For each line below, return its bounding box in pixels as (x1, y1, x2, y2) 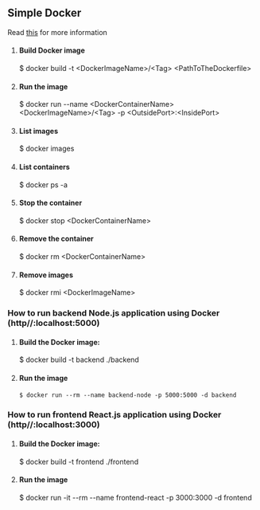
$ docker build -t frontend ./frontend (18, 457, 139, 466)
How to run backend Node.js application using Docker (7, 308, 220, 319)
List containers (18, 163, 71, 172)
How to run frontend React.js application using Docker (7, 410, 222, 421)
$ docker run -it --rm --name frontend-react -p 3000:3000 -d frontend (18, 492, 252, 502)
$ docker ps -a (18, 179, 68, 190)
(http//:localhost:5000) (7, 318, 100, 329)
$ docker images (18, 143, 75, 154)
